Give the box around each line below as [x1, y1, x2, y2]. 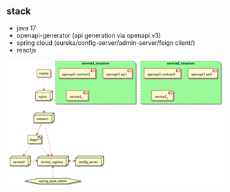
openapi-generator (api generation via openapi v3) [16, 31, 162, 39]
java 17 [16, 23, 37, 32]
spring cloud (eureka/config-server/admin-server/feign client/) [16, 38, 195, 47]
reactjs [16, 46, 37, 54]
